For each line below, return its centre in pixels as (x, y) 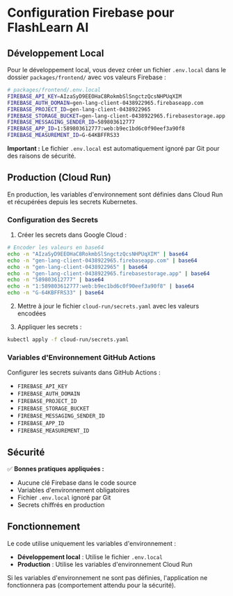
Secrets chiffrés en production (61, 505)
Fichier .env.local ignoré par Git (64, 497)
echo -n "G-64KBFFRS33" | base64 (56, 293)
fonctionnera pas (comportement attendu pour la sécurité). (91, 585)
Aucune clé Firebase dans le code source (77, 483)
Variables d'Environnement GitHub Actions (81, 357)
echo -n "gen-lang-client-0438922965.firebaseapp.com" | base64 (102, 260)
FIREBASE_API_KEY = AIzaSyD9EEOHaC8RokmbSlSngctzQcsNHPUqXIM (95, 96)
